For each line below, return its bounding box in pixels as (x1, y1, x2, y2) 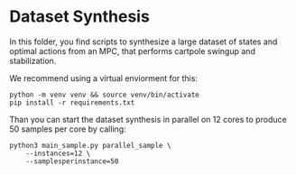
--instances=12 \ (25, 149, 91, 158)
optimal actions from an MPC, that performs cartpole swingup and (9, 45, 255, 56)
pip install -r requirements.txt (9, 97, 135, 107)
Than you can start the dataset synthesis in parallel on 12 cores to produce (9, 114, 287, 124)
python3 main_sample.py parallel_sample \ (9, 141, 171, 150)
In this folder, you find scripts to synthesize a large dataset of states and (9, 36, 278, 47)
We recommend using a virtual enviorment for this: (9, 72, 199, 83)
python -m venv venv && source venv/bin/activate (9, 90, 200, 99)
